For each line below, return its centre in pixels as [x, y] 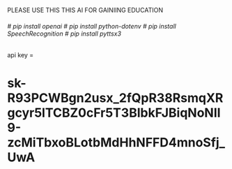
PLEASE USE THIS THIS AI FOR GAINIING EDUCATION [85, 10]
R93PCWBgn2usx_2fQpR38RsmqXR [115, 98]
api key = [21, 55]
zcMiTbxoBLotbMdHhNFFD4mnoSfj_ [116, 143]
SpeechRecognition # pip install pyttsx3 [64, 34]
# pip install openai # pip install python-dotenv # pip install [92, 26]
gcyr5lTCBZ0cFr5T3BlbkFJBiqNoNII [114, 113]
